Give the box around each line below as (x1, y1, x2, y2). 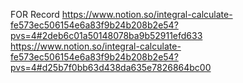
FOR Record (10, 9, 60, 20)
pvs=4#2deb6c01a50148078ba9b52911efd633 (10, 30, 203, 41)
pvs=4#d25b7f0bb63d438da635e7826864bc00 (10, 62, 212, 73)
